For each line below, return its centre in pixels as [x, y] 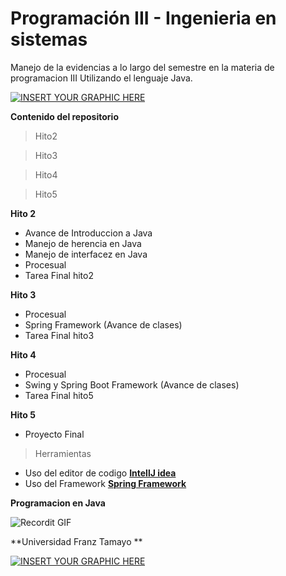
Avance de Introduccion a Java [88, 233]
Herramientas [63, 453]
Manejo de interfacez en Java [86, 254]
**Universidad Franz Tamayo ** [76, 541]
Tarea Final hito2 [59, 275]
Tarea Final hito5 [59, 395]
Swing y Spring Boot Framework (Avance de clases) [132, 384]
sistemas [49, 39]
